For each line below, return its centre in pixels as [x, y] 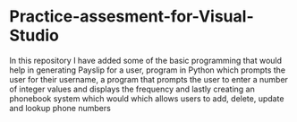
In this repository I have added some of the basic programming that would [146, 60]
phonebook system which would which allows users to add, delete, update [147, 98]
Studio [34, 35]
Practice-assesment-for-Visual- [132, 17]
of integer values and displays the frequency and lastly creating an [132, 89]
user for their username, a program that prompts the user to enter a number [149, 79]
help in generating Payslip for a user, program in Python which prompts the [148, 70]
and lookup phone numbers [60, 108]
